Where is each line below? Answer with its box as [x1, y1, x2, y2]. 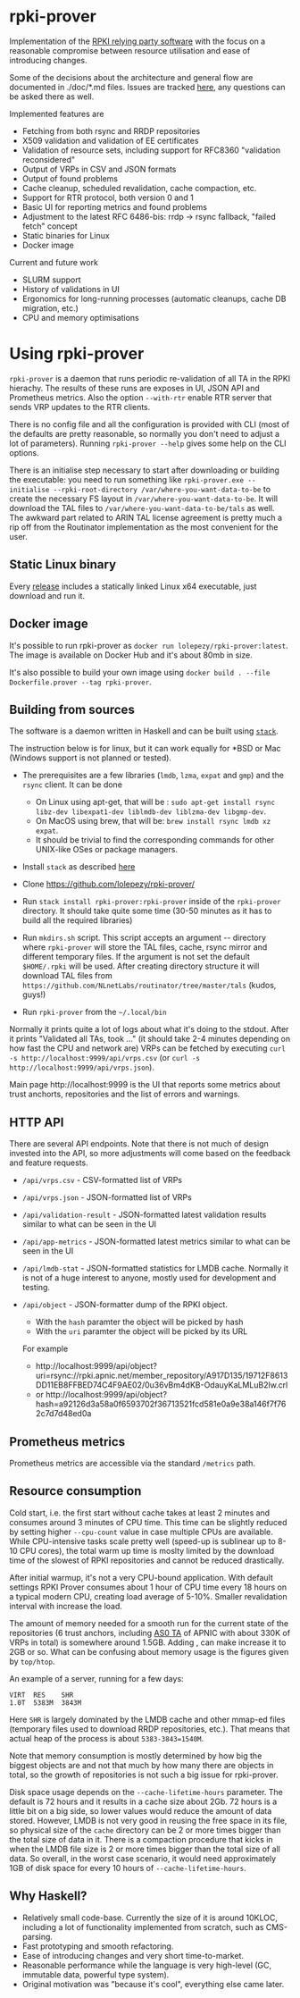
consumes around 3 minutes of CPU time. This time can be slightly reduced [9, 1516, 287, 1527]
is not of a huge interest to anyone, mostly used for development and [21, 1272, 277, 1283]
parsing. [21, 1931, 54, 1942]
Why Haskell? [9, 1888, 87, 1904]
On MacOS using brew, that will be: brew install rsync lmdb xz [35, 816, 271, 827]
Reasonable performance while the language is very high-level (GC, [21, 1960, 272, 1970]
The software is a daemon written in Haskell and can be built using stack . [9, 726, 279, 736]
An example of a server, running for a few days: [9, 1673, 185, 1683]
